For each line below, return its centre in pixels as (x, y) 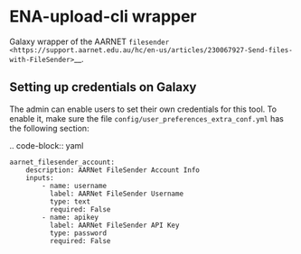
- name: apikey (71, 217)
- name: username (74, 186)
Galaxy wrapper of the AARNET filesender (89, 41)
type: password (78, 233)
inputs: (40, 177)
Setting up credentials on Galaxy (103, 87)
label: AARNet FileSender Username (116, 194)
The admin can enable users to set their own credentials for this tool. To (143, 109)
